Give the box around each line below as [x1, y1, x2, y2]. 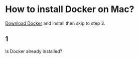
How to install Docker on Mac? [5, 4, 134, 15]
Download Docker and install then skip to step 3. [5, 20, 105, 26]
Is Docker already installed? [5, 48, 63, 54]
